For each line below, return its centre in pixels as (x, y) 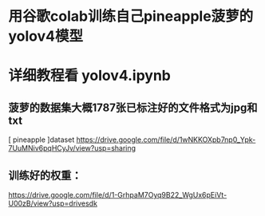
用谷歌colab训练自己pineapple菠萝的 (131, 16)
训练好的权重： (45, 175)
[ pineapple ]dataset (42, 139)
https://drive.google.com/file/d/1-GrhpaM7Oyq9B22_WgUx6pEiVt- (118, 195)
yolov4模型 (46, 36)
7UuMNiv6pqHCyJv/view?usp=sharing (72, 148)
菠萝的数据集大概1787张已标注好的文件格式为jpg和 (133, 107)
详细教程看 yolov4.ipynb (90, 76)
